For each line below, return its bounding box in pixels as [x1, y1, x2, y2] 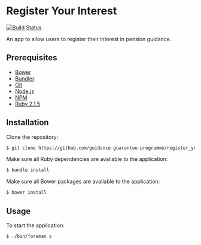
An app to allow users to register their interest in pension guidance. [6, 35, 172, 42]
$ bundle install [6, 167, 50, 173]
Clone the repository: [6, 133, 59, 141]
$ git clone [6, 145, 36, 151]
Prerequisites [6, 52, 57, 63]
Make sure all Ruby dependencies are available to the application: [6, 156, 168, 163]
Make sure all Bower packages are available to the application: [6, 178, 160, 185]
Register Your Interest [6, 4, 117, 18]
